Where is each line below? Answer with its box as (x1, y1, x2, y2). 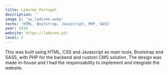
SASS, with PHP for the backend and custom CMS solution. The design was (5, 54, 162, 60)
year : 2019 (5, 26, 28, 31)
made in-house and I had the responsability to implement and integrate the (5, 59, 159, 65)
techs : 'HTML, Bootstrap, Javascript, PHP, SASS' (5, 21, 111, 26)
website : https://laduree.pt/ (5, 30, 69, 35)
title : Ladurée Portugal (5, 7, 57, 12)
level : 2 (5, 35, 24, 40)
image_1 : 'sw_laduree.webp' (5, 16, 64, 21)
